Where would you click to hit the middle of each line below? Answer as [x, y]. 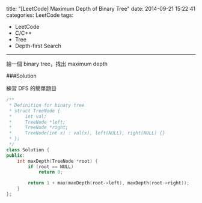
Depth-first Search [38, 46]
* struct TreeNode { [35, 111]
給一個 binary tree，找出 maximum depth [57, 64]
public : [16, 156]
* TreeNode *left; [37, 122]
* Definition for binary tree [47, 105]
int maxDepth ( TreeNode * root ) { [57, 161]
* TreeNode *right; [38, 128]
